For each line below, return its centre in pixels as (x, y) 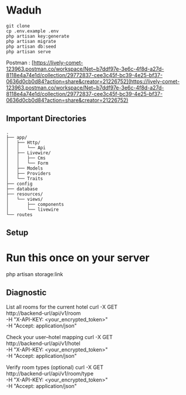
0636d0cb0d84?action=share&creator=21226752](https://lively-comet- (93, 81)
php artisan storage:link (35, 274)
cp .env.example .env (33, 31)
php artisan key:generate (38, 36)
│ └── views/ (25, 199)
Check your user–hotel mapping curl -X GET (60, 337)
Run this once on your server (78, 258)
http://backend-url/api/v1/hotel (43, 343)
